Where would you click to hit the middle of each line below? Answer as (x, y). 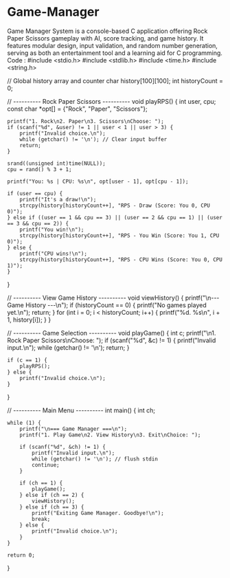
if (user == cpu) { (35, 193)
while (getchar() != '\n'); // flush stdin (95, 459)
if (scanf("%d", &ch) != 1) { (63, 447)
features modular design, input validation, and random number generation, (113, 45)
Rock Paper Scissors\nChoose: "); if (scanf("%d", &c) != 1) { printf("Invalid (112, 340)
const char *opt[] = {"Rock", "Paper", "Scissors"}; (77, 109)
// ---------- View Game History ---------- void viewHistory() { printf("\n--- (113, 298)
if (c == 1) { (27, 360)
